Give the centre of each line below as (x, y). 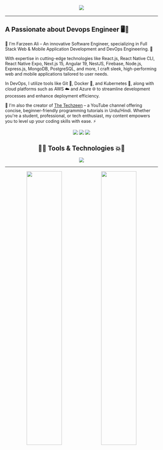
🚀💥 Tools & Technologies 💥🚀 (81, 148)
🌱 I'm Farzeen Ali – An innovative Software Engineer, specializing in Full (76, 43)
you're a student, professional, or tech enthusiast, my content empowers (78, 116)
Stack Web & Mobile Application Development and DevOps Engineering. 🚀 (79, 49)
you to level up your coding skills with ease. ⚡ (50, 121)
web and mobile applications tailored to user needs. (57, 74)
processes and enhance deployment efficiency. (53, 96)
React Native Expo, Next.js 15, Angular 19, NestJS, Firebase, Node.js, (74, 63)
